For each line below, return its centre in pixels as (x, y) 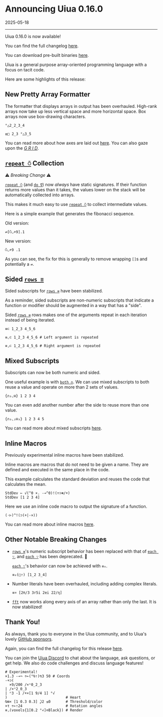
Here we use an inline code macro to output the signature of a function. (76, 506)
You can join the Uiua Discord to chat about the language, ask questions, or (80, 658)
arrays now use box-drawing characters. (45, 116)
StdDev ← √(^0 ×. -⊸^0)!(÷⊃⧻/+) (37, 493)
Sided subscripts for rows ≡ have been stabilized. (54, 291)
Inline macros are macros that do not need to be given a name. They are (77, 464)
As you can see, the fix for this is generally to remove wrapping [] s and (76, 259)
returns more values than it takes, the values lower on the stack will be (75, 189)
